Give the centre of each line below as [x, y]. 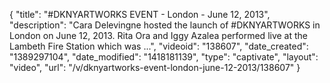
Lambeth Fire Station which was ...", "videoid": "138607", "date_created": [159, 46]
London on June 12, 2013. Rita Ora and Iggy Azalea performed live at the [159, 35]
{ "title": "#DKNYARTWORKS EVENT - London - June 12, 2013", [140, 14]
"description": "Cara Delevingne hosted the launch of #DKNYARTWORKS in [165, 25]
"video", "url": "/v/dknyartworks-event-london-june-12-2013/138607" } [155, 67]
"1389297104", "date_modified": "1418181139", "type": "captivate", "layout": [164, 57]
